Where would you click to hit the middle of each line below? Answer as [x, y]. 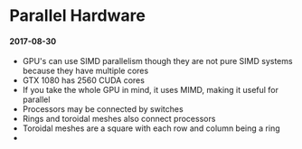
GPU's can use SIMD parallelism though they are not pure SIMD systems [157, 61]
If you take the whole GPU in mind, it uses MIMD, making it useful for [150, 90]
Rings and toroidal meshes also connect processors [119, 119]
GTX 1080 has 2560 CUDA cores [83, 80]
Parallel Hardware [78, 16]
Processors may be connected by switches [103, 109]
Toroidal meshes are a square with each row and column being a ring [151, 128]
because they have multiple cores [85, 71]
